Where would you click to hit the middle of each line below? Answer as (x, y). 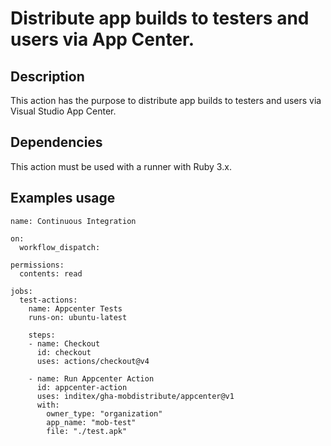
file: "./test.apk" (87, 431)
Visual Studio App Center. (63, 111)
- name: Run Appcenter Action (91, 378)
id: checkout (64, 352)
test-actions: (48, 300)
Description (47, 76)
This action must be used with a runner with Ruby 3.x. (121, 166)
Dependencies (56, 142)
